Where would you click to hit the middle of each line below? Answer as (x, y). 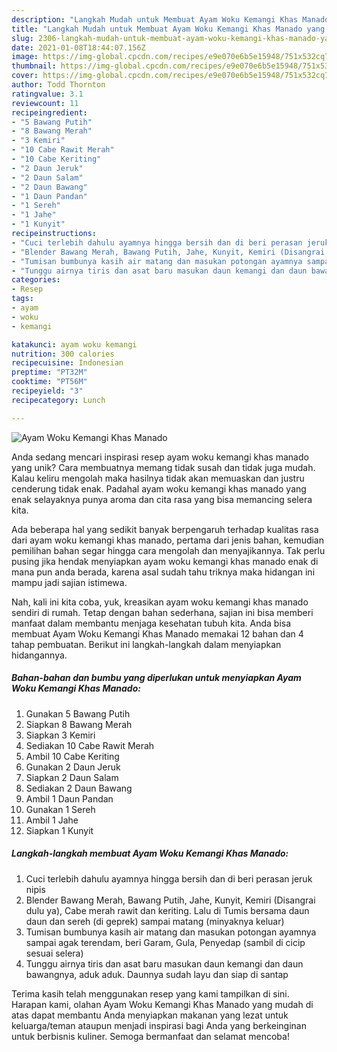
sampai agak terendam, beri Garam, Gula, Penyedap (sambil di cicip (165, 942)
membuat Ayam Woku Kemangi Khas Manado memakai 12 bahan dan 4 (157, 633)
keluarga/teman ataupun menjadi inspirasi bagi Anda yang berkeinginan (159, 1025)
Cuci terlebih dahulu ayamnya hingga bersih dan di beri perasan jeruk (169, 878)
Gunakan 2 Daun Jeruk (73, 767)
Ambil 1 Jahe (52, 820)
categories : (36, 280)
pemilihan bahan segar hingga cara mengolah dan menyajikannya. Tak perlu (168, 550)
